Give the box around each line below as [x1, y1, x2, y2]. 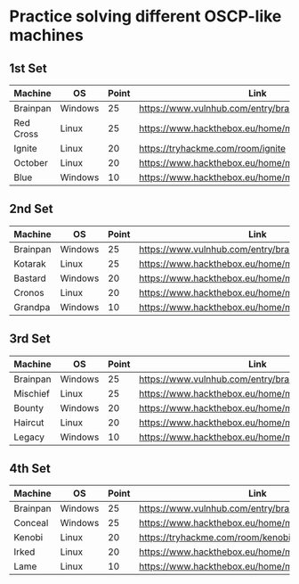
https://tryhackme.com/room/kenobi [139, 531, 291, 544]
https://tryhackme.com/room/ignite [139, 143, 287, 154]
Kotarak [13, 257, 46, 269]
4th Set [9, 461, 51, 476]
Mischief [13, 387, 51, 399]
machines [9, 25, 85, 45]
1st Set [9, 61, 47, 76]
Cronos [13, 286, 44, 299]
